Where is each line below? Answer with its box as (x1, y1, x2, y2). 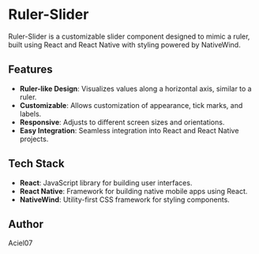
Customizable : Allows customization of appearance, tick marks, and (19, 100, 243, 110)
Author (8, 217, 43, 230)
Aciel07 (8, 238, 33, 248)
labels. (19, 109, 42, 118)
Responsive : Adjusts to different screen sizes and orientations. (19, 117, 225, 127)
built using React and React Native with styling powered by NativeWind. (8, 39, 241, 49)
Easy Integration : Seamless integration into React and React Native (19, 125, 239, 135)
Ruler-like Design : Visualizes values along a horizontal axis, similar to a (19, 84, 252, 93)
